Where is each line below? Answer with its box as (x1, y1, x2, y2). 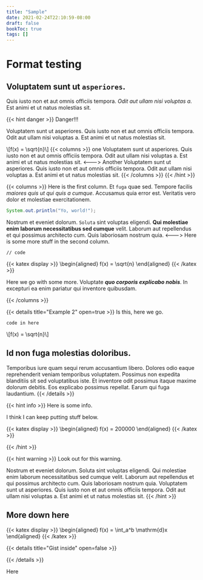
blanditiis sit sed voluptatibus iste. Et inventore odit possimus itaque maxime (6, 377, 197, 384)
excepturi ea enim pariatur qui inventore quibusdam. (6, 285, 137, 292)
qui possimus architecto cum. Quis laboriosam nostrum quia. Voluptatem (6, 479, 188, 487)
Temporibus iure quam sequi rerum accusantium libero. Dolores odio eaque (6, 364, 195, 371)
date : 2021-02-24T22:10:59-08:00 (6, 15, 91, 21)
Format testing (6, 58, 82, 71)
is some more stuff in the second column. (6, 238, 110, 245)
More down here (6, 510, 70, 521)
